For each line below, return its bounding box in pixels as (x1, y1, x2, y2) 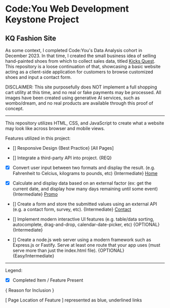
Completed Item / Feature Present (12, 277, 83, 283)
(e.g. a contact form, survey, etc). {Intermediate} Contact (12, 206, 132, 212)
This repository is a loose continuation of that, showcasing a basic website (5, 64, 161, 69)
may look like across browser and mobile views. (5, 125, 105, 131)
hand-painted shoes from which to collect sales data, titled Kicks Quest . (5, 58, 155, 64)
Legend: (5, 268, 23, 274)
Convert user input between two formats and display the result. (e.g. (12, 165, 155, 170)
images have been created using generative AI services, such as (5, 95, 140, 101)
